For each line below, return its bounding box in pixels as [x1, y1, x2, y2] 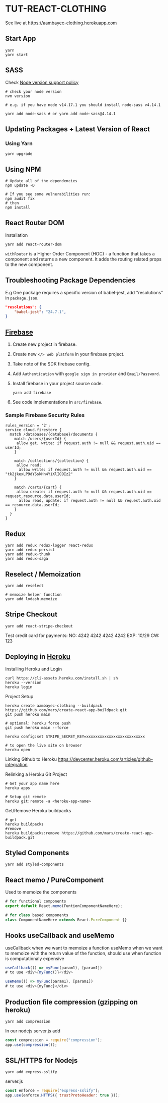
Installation [5, 232, 28, 238]
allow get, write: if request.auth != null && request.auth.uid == [16, 441, 161, 446]
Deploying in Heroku [5, 652, 70, 661]
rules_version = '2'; [5, 423, 51, 428]
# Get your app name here [5, 781, 59, 786]
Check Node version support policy [5, 79, 79, 85]
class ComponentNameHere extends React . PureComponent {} [5, 917, 127, 922]
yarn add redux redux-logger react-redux [5, 543, 94, 548]
